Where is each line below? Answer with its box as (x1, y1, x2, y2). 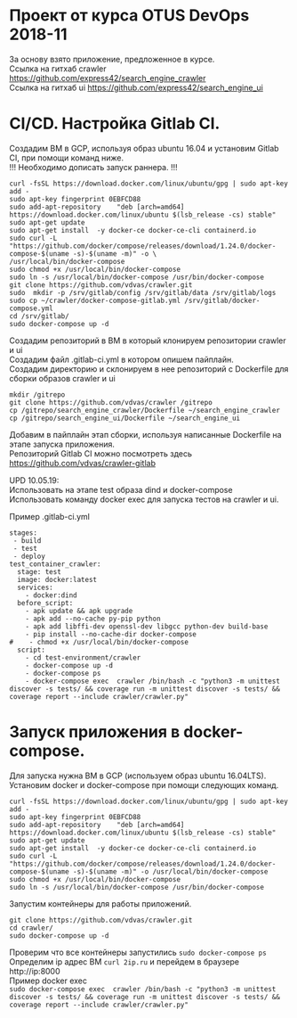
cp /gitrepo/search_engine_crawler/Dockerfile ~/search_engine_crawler (9, 406, 280, 415)
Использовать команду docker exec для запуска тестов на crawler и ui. (9, 494, 279, 505)
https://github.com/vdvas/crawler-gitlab (9, 457, 156, 468)
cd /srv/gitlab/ (9, 311, 69, 321)
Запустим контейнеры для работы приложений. (9, 898, 192, 909)
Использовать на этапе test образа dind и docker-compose (9, 484, 233, 495)
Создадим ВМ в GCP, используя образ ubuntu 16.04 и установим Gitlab (9, 143, 279, 153)
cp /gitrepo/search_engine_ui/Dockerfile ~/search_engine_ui (9, 414, 241, 423)
